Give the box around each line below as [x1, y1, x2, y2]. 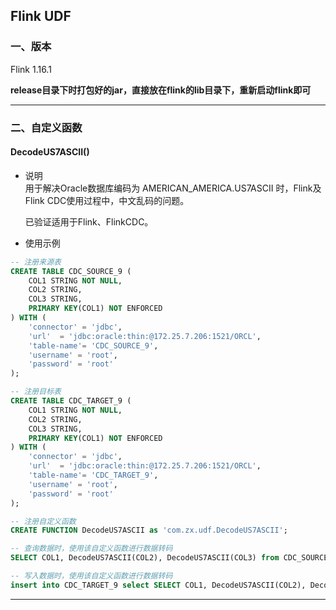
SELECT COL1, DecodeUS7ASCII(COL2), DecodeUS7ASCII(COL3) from [10, 553, 280, 563]
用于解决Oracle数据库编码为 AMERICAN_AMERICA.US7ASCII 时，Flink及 [24, 182, 322, 194]
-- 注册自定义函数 [10, 516, 77, 526]
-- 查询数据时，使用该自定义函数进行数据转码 [10, 544, 173, 554]
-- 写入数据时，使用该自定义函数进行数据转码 [10, 571, 173, 581]
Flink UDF [10, 8, 72, 25]
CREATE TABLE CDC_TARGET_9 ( [10, 396, 132, 406]
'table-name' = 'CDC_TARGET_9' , [28, 470, 159, 481]
